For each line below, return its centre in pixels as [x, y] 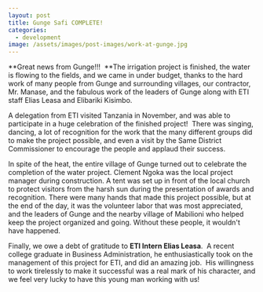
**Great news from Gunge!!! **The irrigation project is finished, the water [129, 67]
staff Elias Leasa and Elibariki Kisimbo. [70, 100]
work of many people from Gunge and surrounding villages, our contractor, [130, 84]
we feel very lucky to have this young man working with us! [104, 279]
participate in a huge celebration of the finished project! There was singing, [131, 124]
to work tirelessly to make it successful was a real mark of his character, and [132, 271]
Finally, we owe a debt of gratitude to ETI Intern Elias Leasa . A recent [121, 246]
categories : [27, 30]
